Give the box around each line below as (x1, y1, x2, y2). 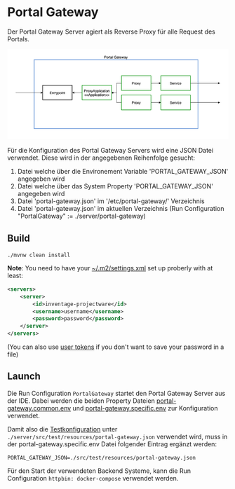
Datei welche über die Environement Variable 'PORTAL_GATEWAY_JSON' (17, 167, 229, 176)
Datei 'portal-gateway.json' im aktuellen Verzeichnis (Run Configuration (17, 205, 224, 213)
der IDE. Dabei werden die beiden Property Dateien (7, 397, 156, 405)
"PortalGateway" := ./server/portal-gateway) (17, 212, 146, 221)
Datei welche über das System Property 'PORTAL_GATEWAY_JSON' (17, 182, 214, 191)
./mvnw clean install (7, 252, 71, 259)
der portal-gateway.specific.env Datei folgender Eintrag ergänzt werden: (7, 439, 217, 448)
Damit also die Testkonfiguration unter (7, 425, 118, 433)
